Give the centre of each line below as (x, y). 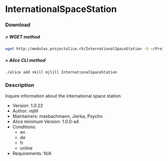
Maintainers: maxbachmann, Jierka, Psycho (57, 116)
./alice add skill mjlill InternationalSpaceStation (61, 72)
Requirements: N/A (32, 153)
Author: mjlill (25, 111)
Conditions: (24, 127)
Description (20, 85)
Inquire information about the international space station (63, 96)
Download (18, 25)
